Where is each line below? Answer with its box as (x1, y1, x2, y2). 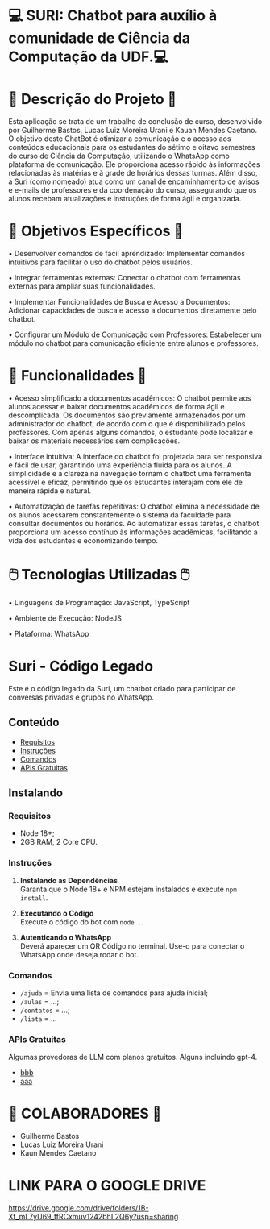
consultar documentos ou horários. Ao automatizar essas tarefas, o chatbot (8, 519, 260, 528)
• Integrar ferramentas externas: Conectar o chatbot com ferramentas (8, 273, 241, 283)
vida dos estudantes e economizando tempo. (8, 536, 159, 545)
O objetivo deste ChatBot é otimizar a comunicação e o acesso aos (8, 134, 231, 143)
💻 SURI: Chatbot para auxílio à (8, 6, 218, 25)
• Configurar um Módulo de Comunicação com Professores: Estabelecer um (8, 330, 262, 339)
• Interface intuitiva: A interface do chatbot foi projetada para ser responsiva (8, 452, 263, 461)
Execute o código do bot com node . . (19, 916, 144, 927)
